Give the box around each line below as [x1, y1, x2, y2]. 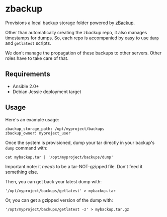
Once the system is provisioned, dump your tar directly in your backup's [5, 139, 155, 146]
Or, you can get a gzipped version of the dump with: [5, 197, 113, 203]
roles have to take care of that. [5, 55, 69, 61]
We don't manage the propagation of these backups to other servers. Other [5, 50, 162, 56]
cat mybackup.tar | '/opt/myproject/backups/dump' [5, 155, 114, 160]
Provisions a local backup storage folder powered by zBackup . [5, 20, 135, 26]
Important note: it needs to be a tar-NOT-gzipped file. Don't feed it [5, 163, 143, 169]
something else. [5, 169, 39, 175]
